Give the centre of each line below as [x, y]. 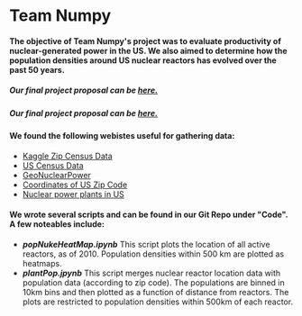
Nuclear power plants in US [73, 194]
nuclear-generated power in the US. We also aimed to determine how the [148, 50]
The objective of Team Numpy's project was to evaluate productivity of [145, 41]
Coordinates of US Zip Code [75, 185]
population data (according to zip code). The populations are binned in [154, 282]
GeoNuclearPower [57, 175]
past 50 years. [37, 69]
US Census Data [53, 165]
